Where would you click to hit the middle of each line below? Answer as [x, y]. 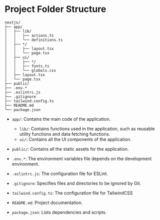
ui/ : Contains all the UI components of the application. [75, 139]
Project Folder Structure [56, 9]
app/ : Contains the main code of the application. [61, 119]
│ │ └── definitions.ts [34, 40]
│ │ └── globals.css [30, 70]
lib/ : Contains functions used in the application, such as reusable [87, 129]
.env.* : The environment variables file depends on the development [82, 159]
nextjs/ [13, 22]
